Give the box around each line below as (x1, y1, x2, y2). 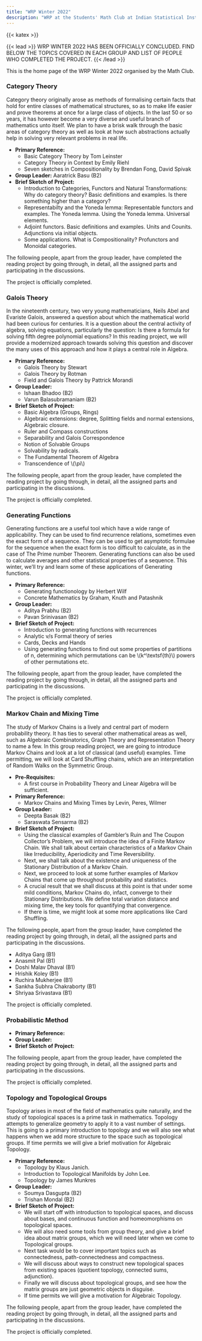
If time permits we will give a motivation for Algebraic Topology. (23, 1292, 182, 1299)
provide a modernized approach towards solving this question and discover (6, 339, 194, 347)
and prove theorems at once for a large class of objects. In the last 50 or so (6, 109, 192, 116)
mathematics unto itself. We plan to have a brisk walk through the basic (6, 121, 183, 128)
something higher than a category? (23, 197, 111, 204)
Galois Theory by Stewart (23, 364, 87, 371)
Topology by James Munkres (23, 1177, 96, 1184)
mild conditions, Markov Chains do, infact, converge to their (23, 889, 173, 896)
